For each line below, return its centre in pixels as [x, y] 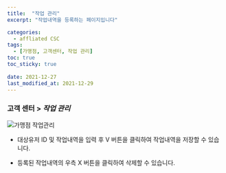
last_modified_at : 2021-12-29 [50, 83]
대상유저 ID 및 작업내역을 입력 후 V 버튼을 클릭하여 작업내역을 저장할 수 [112, 139]
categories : [24, 32]
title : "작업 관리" [34, 13]
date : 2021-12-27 [32, 77]
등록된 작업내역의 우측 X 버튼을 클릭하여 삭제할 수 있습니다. [96, 163]
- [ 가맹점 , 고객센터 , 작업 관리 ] [53, 51]
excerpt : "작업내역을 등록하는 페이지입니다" [63, 20]
